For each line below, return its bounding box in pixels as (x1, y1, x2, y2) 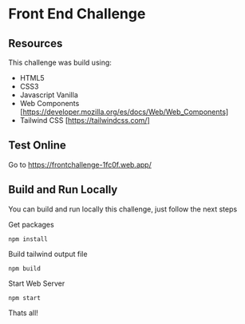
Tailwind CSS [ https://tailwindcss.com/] (19, 116, 150, 124)
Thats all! (8, 308, 38, 318)
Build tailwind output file (8, 249, 88, 259)
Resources (8, 37, 63, 50)
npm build (8, 264, 41, 272)
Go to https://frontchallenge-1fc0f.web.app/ (8, 160, 152, 169)
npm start (8, 294, 41, 302)
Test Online (8, 139, 66, 152)
